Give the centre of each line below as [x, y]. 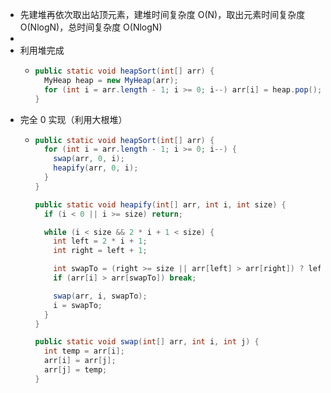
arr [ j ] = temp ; [75, 370]
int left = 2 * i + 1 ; [100, 241]
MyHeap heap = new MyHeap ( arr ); [111, 80]
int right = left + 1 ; [100, 251]
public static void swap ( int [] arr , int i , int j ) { [147, 342]
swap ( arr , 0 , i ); [89, 159]
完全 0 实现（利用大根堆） [73, 119]
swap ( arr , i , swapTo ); [100, 296]
